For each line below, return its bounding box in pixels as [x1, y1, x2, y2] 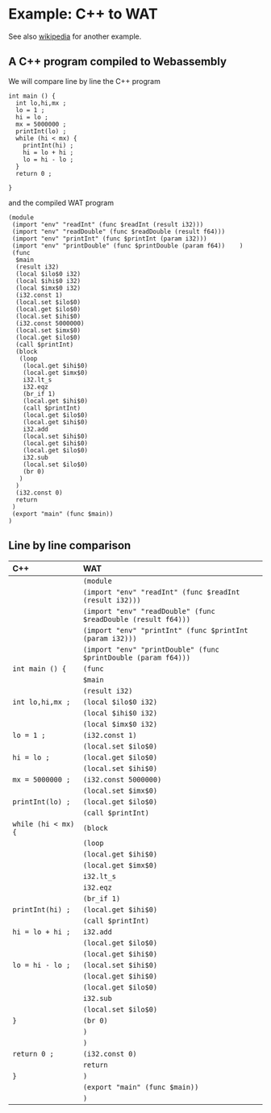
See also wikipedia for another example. [8, 31, 142, 41]
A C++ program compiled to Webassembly [8, 55, 227, 69]
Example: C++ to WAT [8, 5, 159, 23]
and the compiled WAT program [8, 198, 115, 207]
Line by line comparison [8, 539, 131, 552]
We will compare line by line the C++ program [8, 76, 161, 85]
